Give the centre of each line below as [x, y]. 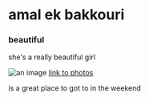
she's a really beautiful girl [52, 57]
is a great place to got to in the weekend [75, 88]
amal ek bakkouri [66, 15]
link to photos [71, 73]
